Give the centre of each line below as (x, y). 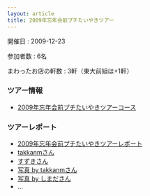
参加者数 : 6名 (27, 56)
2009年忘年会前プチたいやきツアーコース (77, 107)
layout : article (31, 14)
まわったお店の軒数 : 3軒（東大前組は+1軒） (70, 71)
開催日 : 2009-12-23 (36, 41)
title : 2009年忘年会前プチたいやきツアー (61, 20)
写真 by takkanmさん (47, 170)
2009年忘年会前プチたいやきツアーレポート (80, 143)
